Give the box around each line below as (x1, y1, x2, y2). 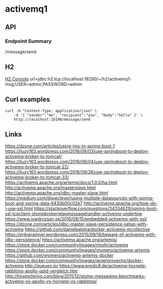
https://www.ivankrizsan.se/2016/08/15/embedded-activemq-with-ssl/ (5, 216, 147, 222)
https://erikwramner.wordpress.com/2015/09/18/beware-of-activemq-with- (5, 232, 157, 238)
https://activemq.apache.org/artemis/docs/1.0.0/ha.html (5, 180, 118, 186)
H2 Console (5, 76, 29, 82)
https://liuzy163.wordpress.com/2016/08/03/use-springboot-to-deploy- (5, 148, 150, 154)
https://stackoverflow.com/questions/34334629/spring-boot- (34, 206, 158, 212)
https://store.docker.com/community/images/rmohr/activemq (5, 242, 128, 248)
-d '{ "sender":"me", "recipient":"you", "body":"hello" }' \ (14, 113, 143, 118)
